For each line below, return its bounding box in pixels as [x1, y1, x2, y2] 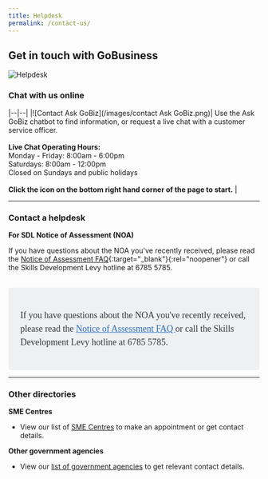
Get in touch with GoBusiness [8, 49, 159, 62]
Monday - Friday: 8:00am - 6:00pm [8, 150, 125, 160]
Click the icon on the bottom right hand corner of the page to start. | [8, 185, 238, 194]
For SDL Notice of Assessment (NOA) [8, 230, 134, 240]
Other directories [8, 389, 77, 400]
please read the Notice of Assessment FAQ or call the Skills [20, 323, 235, 334]
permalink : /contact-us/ [8, 19, 91, 27]
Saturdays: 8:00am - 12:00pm [8, 159, 106, 169]
